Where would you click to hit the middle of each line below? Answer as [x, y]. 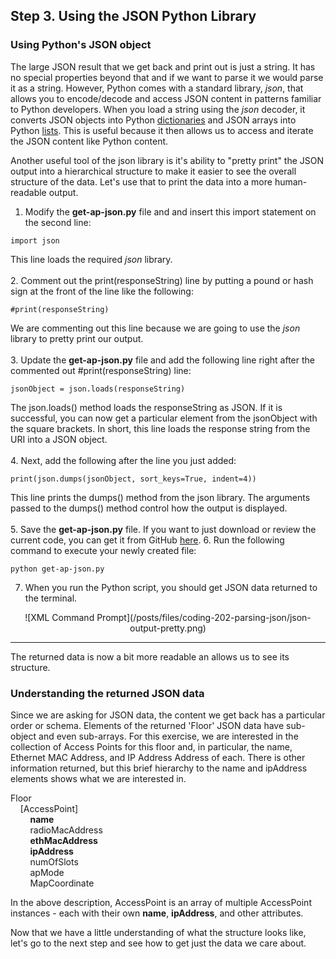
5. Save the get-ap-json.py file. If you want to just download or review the [163, 529]
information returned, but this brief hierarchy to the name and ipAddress [159, 768]
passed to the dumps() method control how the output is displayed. [149, 508]
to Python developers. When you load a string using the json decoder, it [158, 109]
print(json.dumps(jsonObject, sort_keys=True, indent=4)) [133, 479]
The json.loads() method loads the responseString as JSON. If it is [146, 407]
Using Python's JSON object [81, 45]
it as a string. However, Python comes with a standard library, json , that [157, 88]
